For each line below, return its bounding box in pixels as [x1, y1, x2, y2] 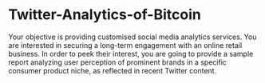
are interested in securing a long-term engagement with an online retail [8, 40, 243, 49]
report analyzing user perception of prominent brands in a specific [8, 57, 227, 67]
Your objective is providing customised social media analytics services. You [8, 32, 257, 41]
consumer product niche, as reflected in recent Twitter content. [8, 65, 217, 75]
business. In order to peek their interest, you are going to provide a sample [8, 49, 254, 58]
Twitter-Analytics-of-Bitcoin [8, 6, 201, 24]
